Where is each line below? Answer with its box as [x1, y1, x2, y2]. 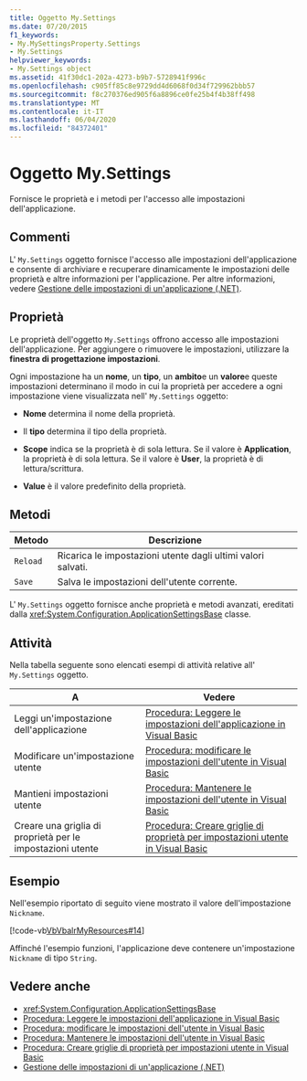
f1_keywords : [9, 30, 59, 39]
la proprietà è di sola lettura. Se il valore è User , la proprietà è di [22, 453, 263, 464]
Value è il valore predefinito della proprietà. [22, 481, 186, 492]
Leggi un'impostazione [14, 712, 112, 725]
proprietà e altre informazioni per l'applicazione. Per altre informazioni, [9, 273, 276, 284]
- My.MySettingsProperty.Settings [9, 38, 142, 48]
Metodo [14, 534, 48, 546]
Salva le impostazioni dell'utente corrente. [57, 576, 238, 588]
